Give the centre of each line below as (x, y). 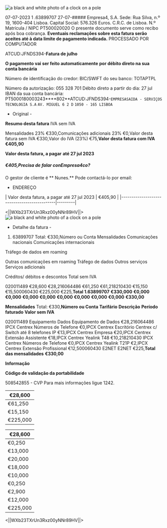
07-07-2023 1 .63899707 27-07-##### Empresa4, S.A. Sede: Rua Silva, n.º (83, 17)
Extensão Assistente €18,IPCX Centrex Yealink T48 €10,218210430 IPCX (79, 338)
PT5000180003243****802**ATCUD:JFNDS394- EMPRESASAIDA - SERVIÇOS (84, 99)
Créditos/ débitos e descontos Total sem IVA (51, 277)
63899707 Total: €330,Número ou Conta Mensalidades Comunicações (85, 237)
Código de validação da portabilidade (45, 373)
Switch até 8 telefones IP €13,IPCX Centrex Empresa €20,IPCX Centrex (78, 332)
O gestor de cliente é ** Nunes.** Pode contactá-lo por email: (69, 177)
